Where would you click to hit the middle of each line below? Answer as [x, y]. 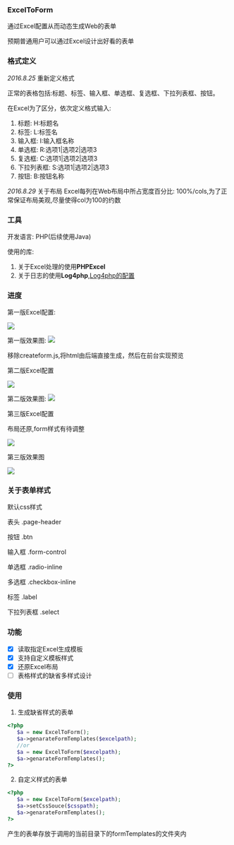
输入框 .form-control [37, 552]
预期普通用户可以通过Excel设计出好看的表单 [71, 41]
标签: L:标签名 [37, 131]
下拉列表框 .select [33, 612]
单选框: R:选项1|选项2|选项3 [57, 149]
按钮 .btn [20, 537]
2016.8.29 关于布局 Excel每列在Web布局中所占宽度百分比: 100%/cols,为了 [114, 191]
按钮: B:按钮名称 [41, 176]
